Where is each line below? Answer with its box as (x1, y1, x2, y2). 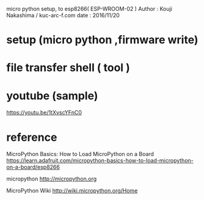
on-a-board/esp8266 (6, 163, 60, 171)
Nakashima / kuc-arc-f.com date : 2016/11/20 (6, 12, 120, 19)
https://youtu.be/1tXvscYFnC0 (6, 109, 82, 116)
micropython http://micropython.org (6, 175, 97, 182)
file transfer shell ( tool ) (6, 61, 130, 75)
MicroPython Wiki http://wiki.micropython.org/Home (6, 187, 138, 195)
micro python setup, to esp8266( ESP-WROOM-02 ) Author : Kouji (6, 5, 173, 12)
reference (6, 130, 57, 144)
